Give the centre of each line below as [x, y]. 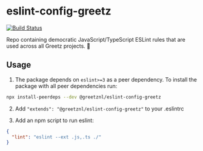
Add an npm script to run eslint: [54, 120]
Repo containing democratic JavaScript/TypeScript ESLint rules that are [96, 39]
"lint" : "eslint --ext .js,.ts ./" [57, 137]
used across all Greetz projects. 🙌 [48, 46]
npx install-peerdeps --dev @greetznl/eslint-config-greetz [84, 97]
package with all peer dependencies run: [66, 86]
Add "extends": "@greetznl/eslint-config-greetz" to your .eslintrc [99, 108]
